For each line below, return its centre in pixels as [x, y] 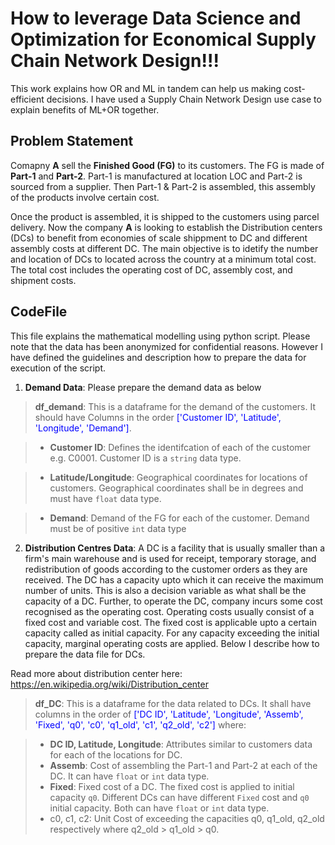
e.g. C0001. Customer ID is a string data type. [145, 458]
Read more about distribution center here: [96, 673]
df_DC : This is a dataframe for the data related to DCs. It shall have [173, 703]
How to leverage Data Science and [156, 18]
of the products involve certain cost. [85, 197]
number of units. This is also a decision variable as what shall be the [165, 590]
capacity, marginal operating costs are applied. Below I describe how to [172, 643]
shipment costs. [43, 280]
